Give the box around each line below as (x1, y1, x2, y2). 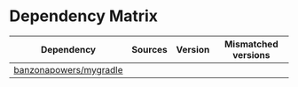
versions (231, 48, 271, 61)
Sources (131, 43, 169, 55)
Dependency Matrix (9, 6, 158, 26)
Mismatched (224, 38, 278, 50)
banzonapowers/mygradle (13, 63, 123, 76)
